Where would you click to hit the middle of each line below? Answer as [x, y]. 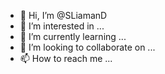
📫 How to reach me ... [66, 58]
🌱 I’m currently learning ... [73, 36]
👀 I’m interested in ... [62, 26]
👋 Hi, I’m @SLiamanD [63, 15]
